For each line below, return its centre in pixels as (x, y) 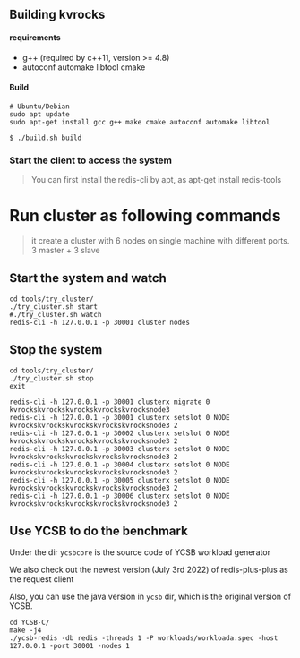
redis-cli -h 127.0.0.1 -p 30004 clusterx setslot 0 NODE (120, 465)
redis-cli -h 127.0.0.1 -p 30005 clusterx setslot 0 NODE (120, 480)
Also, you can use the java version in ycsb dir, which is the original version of (150, 597)
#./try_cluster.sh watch (56, 314)
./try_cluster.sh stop (51, 378)
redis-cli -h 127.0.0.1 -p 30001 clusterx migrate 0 (110, 402)
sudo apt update (39, 114)
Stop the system (56, 350)
